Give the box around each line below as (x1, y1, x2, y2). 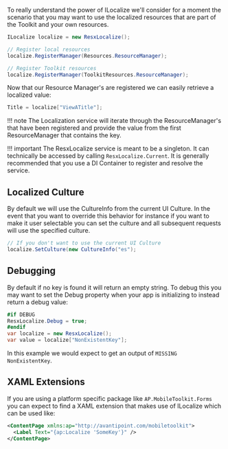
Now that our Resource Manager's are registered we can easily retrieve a (7, 84, 214, 92)
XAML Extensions (7, 376, 86, 388)
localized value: (7, 91, 52, 99)
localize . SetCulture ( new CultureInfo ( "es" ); (7, 246, 137, 253)
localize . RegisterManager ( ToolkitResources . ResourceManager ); (7, 71, 189, 78)
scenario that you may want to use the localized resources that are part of (7, 13, 216, 21)
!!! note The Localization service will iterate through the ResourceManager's (7, 117, 222, 125)
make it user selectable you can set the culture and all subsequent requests (7, 219, 221, 227)
